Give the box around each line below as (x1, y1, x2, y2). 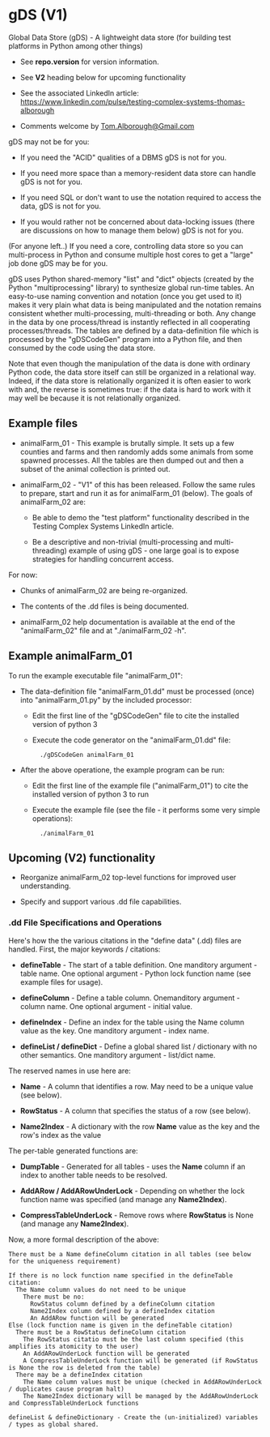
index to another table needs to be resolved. (19, 1170, 168, 1180)
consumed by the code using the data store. (8, 343, 156, 353)
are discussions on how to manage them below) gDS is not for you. (19, 225, 244, 235)
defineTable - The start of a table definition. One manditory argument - (19, 960, 257, 969)
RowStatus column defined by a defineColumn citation (29, 1299, 216, 1308)
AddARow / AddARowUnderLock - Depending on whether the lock (19, 1186, 245, 1195)
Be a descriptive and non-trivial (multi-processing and (32, 537, 213, 546)
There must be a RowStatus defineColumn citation (15, 1328, 186, 1336)
